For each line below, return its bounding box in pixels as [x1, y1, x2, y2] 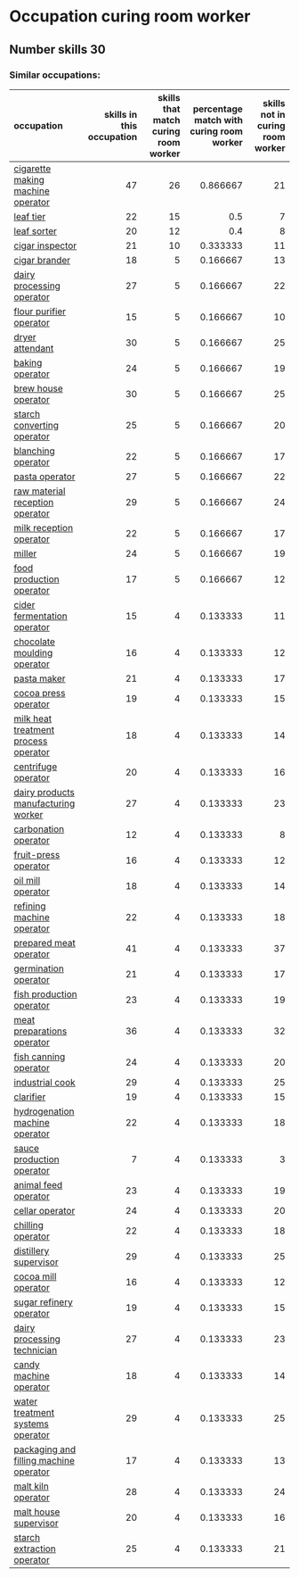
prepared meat [13, 936, 76, 949]
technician [13, 1343, 58, 1356]
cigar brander [13, 253, 71, 266]
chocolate [13, 635, 56, 648]
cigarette [13, 162, 52, 175]
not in [260, 108, 286, 120]
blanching [13, 444, 55, 457]
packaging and [13, 1443, 77, 1456]
